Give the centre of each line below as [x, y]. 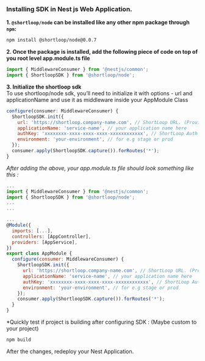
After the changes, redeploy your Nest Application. [70, 351]
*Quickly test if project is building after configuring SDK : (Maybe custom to [102, 322]
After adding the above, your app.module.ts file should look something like [100, 168]
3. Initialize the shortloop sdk [44, 87]
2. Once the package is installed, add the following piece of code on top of [102, 52]
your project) [23, 329]
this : [13, 174]
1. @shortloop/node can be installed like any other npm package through [98, 23]
